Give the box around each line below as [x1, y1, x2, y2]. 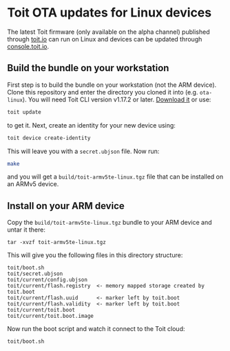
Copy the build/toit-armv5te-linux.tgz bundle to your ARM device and [7, 219, 212, 227]
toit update [7, 108, 41, 115]
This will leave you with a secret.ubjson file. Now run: [7, 147, 160, 155]
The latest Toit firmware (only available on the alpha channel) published [7, 28, 210, 36]
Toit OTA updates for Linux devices [7, 5, 212, 21]
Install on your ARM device [7, 200, 125, 212]
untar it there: [7, 225, 46, 234]
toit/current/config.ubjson [7, 277, 88, 283]
